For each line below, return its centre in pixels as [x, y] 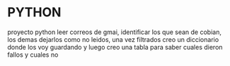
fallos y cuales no [33, 55]
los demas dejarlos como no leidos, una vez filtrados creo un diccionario [113, 39]
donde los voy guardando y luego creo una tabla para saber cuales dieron [115, 47]
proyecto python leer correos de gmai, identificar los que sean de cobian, [114, 32]
